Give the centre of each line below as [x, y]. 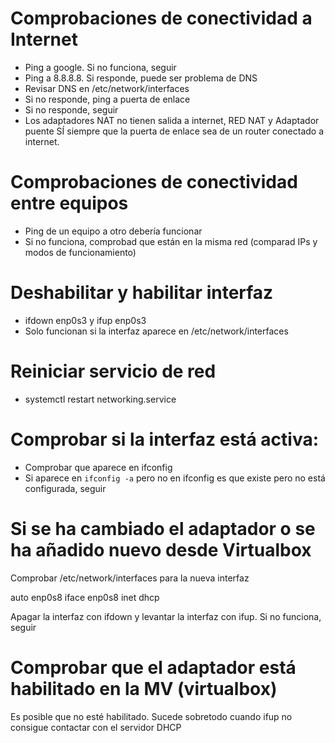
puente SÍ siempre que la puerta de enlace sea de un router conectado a [174, 131]
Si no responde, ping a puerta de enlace [107, 99]
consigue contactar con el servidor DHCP [96, 727]
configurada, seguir [65, 488]
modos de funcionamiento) [80, 252]
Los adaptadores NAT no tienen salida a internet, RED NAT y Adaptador [172, 120]
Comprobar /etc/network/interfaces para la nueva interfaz [130, 578]
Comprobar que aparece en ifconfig [98, 467]
